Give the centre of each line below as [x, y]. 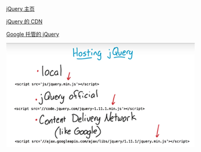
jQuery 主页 [20, 9]
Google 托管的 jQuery [33, 34]
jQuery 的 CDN [25, 22]
